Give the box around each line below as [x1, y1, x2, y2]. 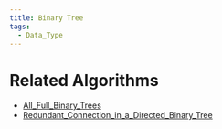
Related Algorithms [9, 70, 159, 91]
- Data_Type [17, 30, 64, 39]
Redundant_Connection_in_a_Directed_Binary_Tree [22, 110, 213, 121]
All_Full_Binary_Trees [22, 100, 102, 111]
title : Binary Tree [9, 13, 84, 23]
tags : [9, 22, 30, 31]
